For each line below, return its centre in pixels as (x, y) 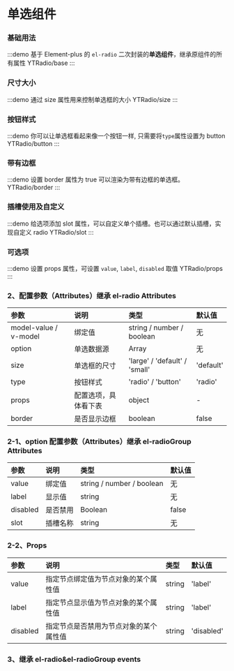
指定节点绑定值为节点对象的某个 (97, 579)
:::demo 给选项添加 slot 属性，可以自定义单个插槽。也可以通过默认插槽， (111, 223)
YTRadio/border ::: (34, 187)
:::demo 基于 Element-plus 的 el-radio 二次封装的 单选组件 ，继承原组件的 (112, 54)
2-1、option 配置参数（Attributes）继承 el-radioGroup (99, 442)
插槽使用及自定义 (36, 207)
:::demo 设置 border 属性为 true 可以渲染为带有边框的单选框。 (96, 179)
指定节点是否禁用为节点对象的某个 (101, 626)
